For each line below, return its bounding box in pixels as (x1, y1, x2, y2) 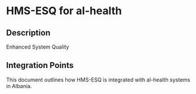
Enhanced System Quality (6, 43, 69, 50)
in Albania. (6, 82, 32, 89)
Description (6, 28, 50, 38)
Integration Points (6, 60, 74, 70)
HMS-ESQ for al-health (6, 4, 122, 18)
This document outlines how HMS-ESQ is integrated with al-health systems (6, 76, 191, 83)
